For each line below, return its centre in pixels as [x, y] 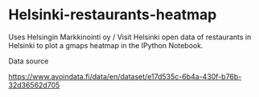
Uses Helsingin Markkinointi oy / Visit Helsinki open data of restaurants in [130, 37]
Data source [29, 61]
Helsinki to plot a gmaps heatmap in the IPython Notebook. [106, 45]
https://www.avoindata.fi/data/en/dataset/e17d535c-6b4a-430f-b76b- [125, 76]
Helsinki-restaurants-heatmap [113, 15]
